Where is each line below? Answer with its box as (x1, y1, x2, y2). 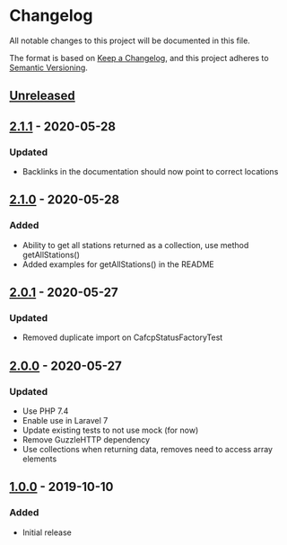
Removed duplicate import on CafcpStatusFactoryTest (22, 332, 223, 343)
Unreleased (9, 88, 76, 103)
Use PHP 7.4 (22, 406, 69, 416)
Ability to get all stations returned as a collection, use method (22, 239, 249, 250)
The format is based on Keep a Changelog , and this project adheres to (9, 52, 269, 63)
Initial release (22, 527, 72, 538)
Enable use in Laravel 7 (22, 415, 109, 426)
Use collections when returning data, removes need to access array (22, 444, 274, 455)
